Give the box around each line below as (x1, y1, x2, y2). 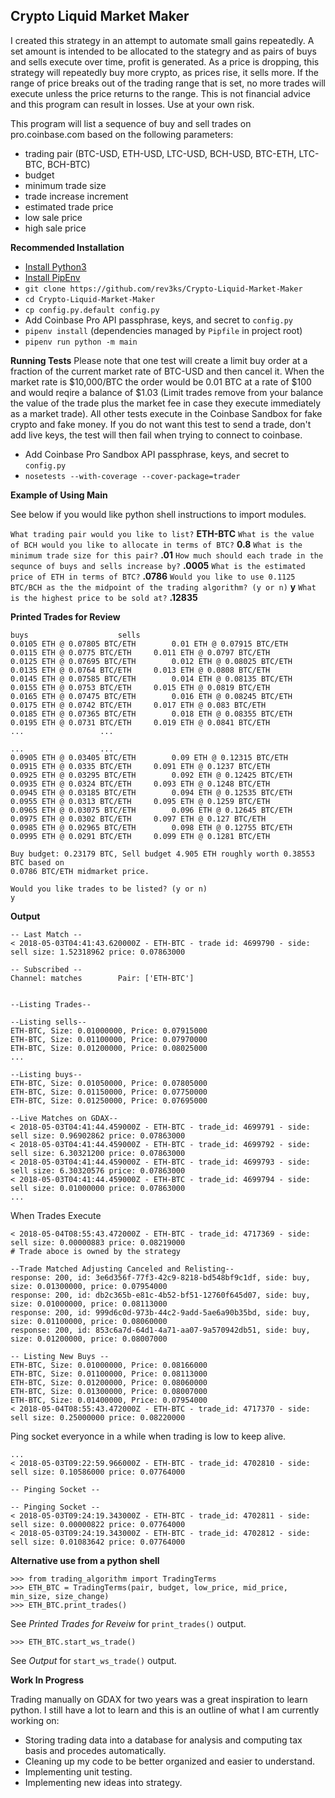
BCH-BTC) (46, 158, 91, 170)
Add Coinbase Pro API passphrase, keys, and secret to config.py (24, 314, 293, 326)
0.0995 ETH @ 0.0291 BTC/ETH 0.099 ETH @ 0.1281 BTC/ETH (10, 831, 271, 841)
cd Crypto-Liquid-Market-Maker (24, 294, 156, 304)
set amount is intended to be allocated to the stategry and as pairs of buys (10, 45, 317, 57)
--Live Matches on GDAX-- (10, 1113, 118, 1123)
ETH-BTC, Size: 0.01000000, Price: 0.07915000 (10, 1025, 208, 1036)
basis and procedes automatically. (24, 1744, 167, 1756)
